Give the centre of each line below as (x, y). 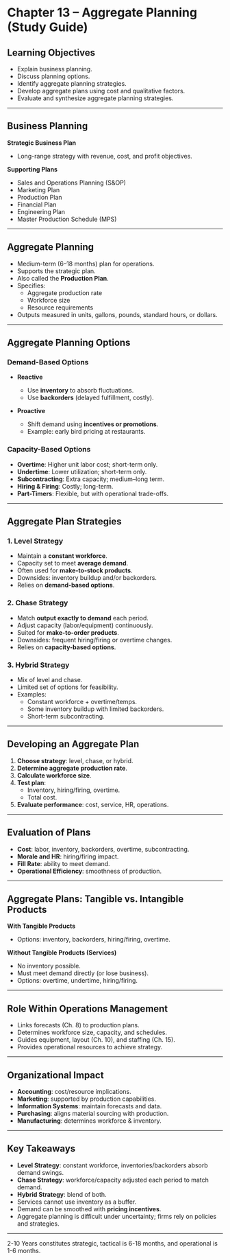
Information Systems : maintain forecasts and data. (89, 1106)
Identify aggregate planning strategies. (72, 83)
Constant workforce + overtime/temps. (82, 701)
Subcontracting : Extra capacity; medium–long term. (91, 479)
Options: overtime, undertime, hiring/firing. (77, 981)
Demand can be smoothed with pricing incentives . (89, 1209)
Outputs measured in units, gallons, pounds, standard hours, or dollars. (117, 314)
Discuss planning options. (53, 76)
